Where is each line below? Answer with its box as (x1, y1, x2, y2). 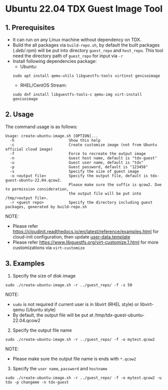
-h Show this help (10, 138, 101, 143)
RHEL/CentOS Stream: (20, 82, 67, 88)
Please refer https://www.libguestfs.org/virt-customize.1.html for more (12, 239, 158, 245)
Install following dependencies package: (12, 58, 97, 64)
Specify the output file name (12, 327, 72, 333)
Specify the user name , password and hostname (12, 365, 108, 371)
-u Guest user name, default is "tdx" (10, 160, 144, 165)
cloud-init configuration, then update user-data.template (12, 233, 131, 240)
